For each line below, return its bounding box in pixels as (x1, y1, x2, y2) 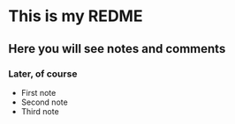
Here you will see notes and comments (8, 41, 226, 56)
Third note (20, 106, 59, 116)
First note (20, 87, 57, 98)
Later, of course (8, 68, 78, 80)
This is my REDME (8, 6, 143, 26)
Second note (20, 97, 68, 107)
